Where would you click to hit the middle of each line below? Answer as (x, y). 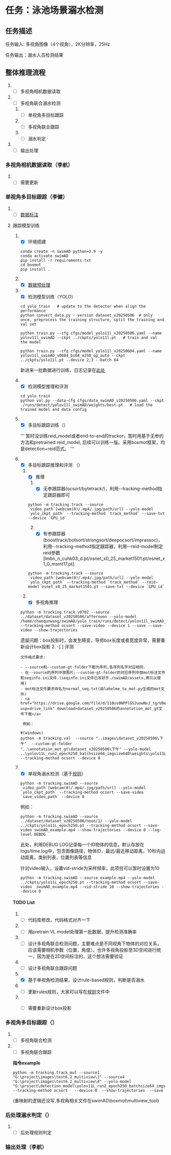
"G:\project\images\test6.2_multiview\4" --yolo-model (72, 1081)
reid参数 (52, 553)
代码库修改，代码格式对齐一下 (59, 920)
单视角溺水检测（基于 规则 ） (57, 773)
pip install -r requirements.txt (56, 260)
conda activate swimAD (44, 256)
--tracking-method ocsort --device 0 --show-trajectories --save (88, 1090)
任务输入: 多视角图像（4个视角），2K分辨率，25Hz (58, 44)
